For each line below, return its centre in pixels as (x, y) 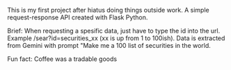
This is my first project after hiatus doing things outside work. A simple (109, 10)
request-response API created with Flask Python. (78, 17)
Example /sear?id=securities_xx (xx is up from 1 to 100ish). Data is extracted (116, 38)
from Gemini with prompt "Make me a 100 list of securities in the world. (109, 45)
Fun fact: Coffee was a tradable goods (62, 59)
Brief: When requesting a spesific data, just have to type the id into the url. (114, 31)
